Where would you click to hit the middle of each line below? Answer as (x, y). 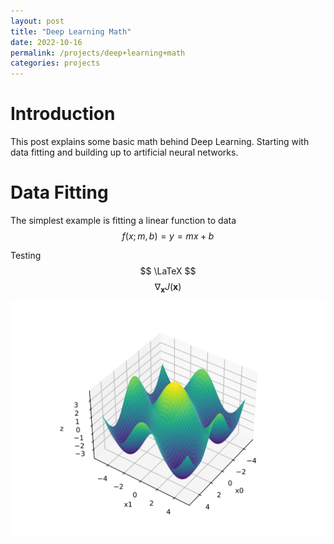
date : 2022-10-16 (46, 42)
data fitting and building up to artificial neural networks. (124, 152)
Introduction (63, 114)
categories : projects (55, 63)
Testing (26, 255)
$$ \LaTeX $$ (168, 271)
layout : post (37, 21)
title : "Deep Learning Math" (71, 31)
